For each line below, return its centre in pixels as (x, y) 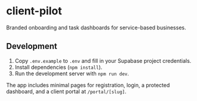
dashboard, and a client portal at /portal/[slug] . (66, 91)
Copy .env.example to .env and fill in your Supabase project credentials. (103, 60)
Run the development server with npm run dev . (72, 74)
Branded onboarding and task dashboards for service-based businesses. (96, 27)
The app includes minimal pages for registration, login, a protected (88, 85)
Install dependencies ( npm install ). (59, 67)
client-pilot (34, 11)
